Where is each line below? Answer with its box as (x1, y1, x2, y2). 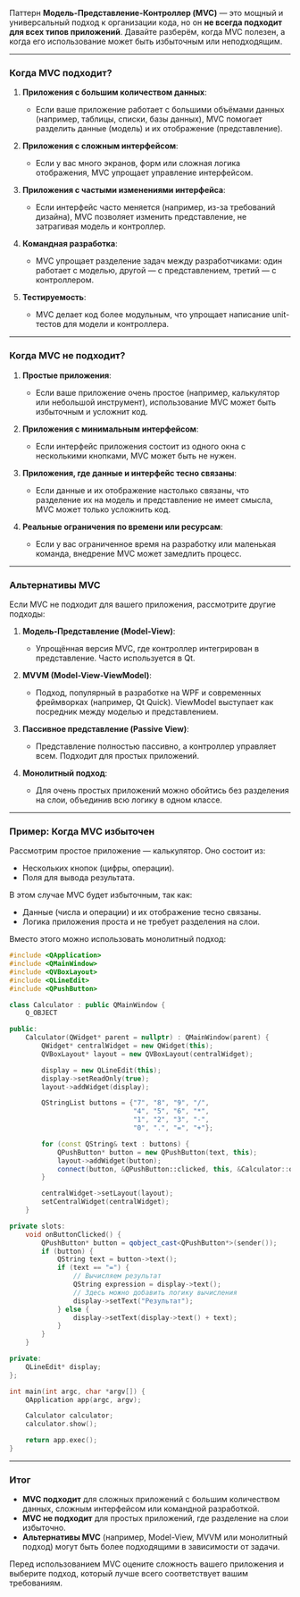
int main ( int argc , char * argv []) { (9, 1387, 146, 1396)
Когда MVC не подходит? (9, 349, 126, 362)
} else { (56, 1305, 90, 1314)
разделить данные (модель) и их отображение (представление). (35, 123, 283, 134)
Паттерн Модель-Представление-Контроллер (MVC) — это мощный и (9, 8, 284, 18)
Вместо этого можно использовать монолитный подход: (9, 934, 226, 945)
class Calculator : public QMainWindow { (9, 1000, 166, 1009)
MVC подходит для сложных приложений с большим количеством (21, 1494, 280, 1505)
